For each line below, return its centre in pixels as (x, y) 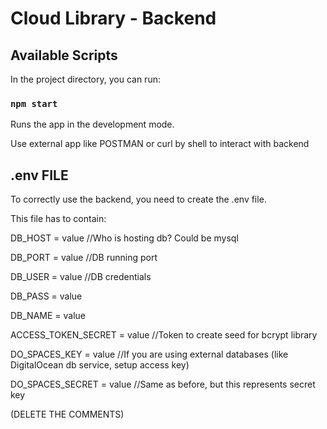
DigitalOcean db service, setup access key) (100, 365)
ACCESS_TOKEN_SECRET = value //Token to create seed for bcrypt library (164, 335)
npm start (34, 103)
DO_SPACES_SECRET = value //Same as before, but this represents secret (163, 384)
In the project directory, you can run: (85, 79)
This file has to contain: (58, 219)
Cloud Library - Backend (113, 18)
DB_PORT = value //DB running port (84, 258)
